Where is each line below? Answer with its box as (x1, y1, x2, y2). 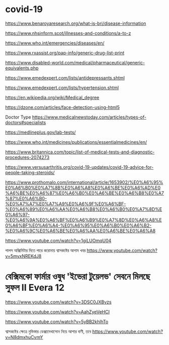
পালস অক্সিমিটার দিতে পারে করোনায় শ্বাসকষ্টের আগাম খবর (5, 247, 86, 253)
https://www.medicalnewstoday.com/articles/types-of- (32, 114, 147, 120)
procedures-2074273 (5, 154, 49, 160)
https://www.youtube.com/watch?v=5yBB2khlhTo (5, 318, 108, 325)
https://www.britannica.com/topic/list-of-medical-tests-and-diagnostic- (5, 148, 155, 155)
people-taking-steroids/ (5, 169, 55, 175)
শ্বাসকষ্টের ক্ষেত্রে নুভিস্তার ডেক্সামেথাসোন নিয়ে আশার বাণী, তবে (5, 328, 92, 334)
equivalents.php (5, 65, 39, 71)
